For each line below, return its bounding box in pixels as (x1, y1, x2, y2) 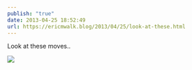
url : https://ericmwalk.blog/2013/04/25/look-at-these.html (7, 23, 186, 30)
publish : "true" (7, 10, 54, 17)
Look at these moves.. (7, 42, 71, 51)
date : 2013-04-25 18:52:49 (7, 17, 86, 24)
